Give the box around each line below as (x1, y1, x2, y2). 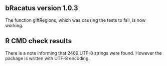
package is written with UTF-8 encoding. (5, 55, 90, 61)
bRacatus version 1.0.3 (5, 4, 79, 12)
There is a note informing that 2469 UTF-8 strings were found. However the (5, 50, 162, 56)
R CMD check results (5, 37, 72, 45)
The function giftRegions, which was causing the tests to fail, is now (5, 17, 146, 23)
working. (5, 22, 24, 28)
